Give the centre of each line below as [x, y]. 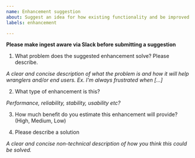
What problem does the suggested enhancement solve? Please [92, 56]
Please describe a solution [47, 132]
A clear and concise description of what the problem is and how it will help [98, 74]
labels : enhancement [32, 22]
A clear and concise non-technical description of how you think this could [97, 144]
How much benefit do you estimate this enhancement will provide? [96, 115]
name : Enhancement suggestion [44, 12]
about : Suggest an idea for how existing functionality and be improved [98, 17]
